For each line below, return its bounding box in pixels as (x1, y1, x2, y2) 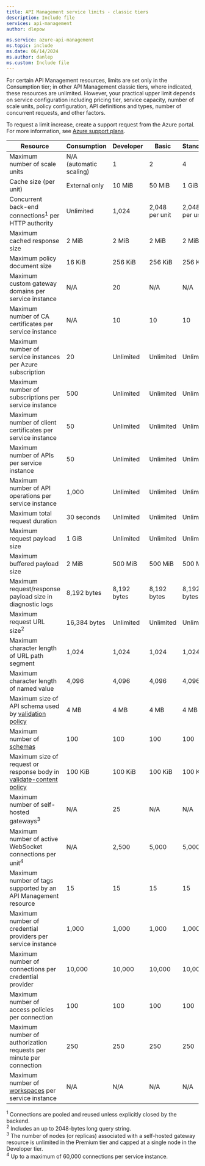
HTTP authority (9, 219, 54, 227)
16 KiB (66, 258, 86, 266)
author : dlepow (6, 26, 45, 32)
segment (9, 659, 35, 668)
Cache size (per (9, 177, 55, 186)
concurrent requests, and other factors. (6, 109, 106, 116)
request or (9, 760, 40, 768)
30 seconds (66, 512, 101, 521)
